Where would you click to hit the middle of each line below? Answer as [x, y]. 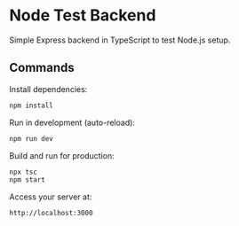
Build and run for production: [62, 155]
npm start [28, 180]
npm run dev [31, 138]
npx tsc [24, 172]
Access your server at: [51, 197]
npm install [31, 105]
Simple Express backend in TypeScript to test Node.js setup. [120, 40]
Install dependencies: [48, 89]
